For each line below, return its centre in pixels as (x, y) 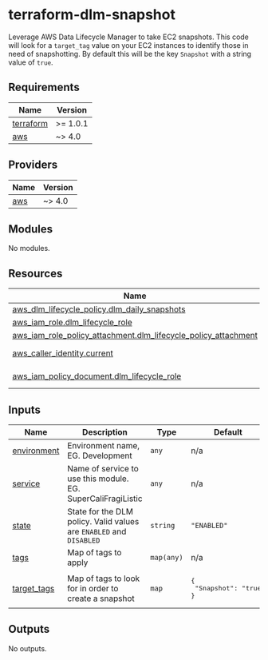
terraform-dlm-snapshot (92, 15)
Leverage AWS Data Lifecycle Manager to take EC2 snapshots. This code (129, 37)
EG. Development (100, 455)
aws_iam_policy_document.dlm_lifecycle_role (97, 376)
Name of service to (103, 469)
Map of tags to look (104, 578)
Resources (35, 273)
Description (105, 432)
